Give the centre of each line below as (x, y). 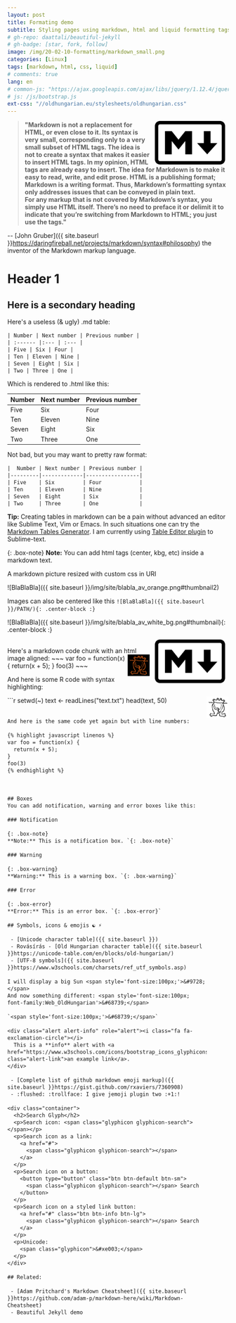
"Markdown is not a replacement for (78, 125)
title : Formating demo (40, 22)
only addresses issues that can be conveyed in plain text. (110, 192)
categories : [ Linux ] (38, 60)
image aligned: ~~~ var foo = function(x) (66, 659)
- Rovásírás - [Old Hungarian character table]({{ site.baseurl (106, 947)
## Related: (25, 1277)
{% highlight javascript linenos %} (61, 735)
